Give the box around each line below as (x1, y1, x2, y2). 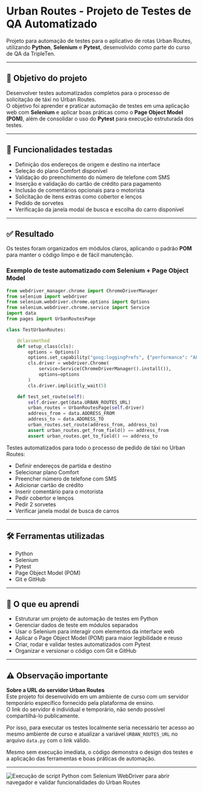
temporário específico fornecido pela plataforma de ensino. (6, 699, 155, 707)
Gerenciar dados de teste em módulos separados (14, 621, 138, 629)
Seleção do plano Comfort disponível (14, 167, 108, 174)
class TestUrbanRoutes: (6, 327, 66, 333)
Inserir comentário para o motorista (14, 488, 104, 495)
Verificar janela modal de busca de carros (14, 507, 120, 514)
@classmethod (17, 338, 50, 344)
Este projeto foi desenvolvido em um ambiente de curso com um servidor (6, 693, 189, 700)
